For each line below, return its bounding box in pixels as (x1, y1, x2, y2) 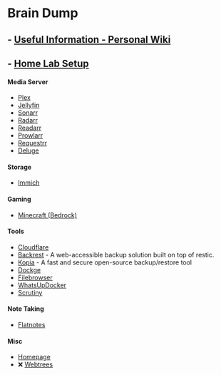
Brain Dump (7, 5, 78, 21)
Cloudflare (17, 242, 49, 251)
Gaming (7, 195, 31, 203)
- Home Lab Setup (7, 57, 89, 69)
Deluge (17, 146, 39, 155)
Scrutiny (17, 288, 43, 297)
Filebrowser (17, 273, 53, 282)
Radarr (17, 116, 38, 125)
